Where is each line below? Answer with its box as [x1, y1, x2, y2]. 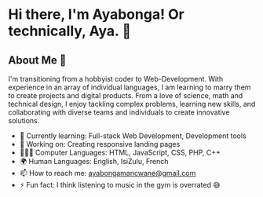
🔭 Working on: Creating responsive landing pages [19, 140, 181, 148]
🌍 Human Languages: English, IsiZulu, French [19, 157, 169, 166]
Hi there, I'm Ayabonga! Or [8, 5, 184, 24]
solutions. [8, 116, 40, 125]
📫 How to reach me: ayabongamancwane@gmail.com [19, 169, 196, 177]
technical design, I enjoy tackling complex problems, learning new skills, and [8, 100, 256, 108]
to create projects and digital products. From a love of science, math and [8, 91, 243, 100]
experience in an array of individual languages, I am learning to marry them [8, 82, 251, 92]
